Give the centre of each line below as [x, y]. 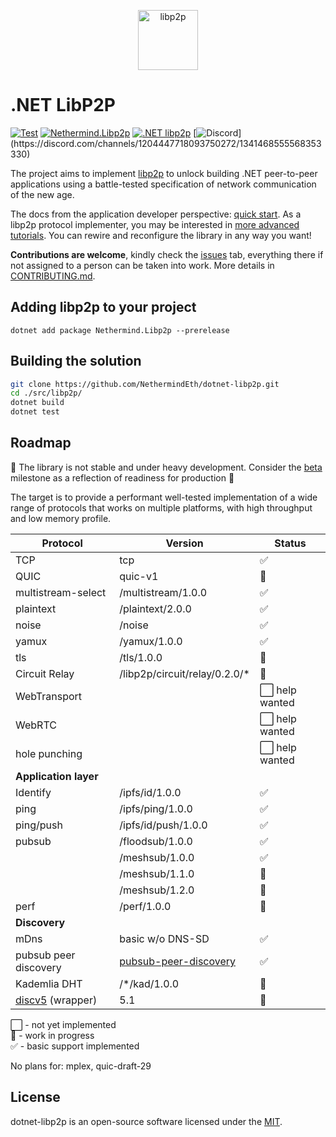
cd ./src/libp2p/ [46, 393]
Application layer [57, 776]
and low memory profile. [61, 518]
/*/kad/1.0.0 [149, 983]
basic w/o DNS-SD [164, 938]
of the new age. [42, 194]
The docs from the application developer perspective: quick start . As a [156, 214]
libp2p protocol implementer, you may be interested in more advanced [155, 224]
